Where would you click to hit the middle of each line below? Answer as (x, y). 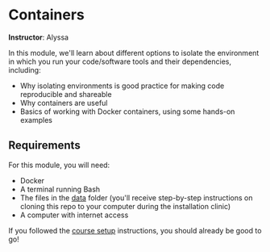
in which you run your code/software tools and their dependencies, (120, 61)
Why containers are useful (64, 103)
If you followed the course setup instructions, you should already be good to (135, 230)
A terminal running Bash (60, 189)
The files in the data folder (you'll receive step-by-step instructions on (136, 197)
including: (25, 69)
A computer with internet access (74, 215)
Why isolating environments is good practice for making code (122, 86)
